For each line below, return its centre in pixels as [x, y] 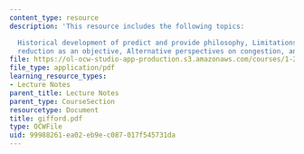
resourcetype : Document [54, 110]
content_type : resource [54, 18]
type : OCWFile [36, 127]
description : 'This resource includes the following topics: [127, 26]
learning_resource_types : [58, 77]
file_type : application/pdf [62, 68]
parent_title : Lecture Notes [64, 93]
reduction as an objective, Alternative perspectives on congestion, [151, 51]
